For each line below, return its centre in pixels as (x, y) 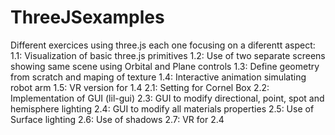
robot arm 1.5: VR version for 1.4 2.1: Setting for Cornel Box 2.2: (140, 87)
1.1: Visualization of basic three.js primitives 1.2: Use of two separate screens (168, 55)
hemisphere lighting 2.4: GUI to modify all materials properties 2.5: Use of (162, 108)
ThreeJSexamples (87, 17)
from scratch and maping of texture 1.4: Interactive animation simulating (158, 77)
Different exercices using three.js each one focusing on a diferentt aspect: (163, 45)
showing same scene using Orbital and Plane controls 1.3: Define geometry (165, 66)
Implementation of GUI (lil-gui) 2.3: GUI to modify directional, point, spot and (167, 98)
